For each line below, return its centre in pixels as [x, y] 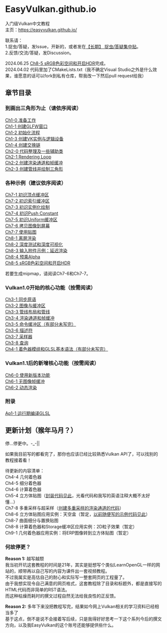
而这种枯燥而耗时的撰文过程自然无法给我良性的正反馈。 [62, 596]
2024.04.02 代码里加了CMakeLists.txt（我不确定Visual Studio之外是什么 [79, 69]
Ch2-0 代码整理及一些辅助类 [34, 151]
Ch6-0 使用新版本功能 [28, 375]
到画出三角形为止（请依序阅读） [43, 108]
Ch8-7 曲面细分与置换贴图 [32, 520]
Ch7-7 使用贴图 [21, 232]
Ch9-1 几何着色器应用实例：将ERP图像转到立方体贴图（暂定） [68, 533]
